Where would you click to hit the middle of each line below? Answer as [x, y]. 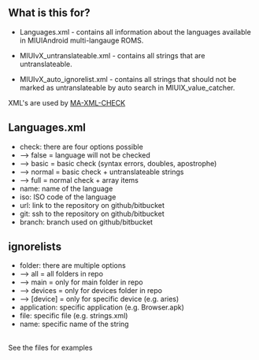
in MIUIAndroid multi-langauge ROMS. [81, 40]
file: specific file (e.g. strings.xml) [74, 316]
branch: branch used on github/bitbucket [86, 222]
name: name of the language [66, 188]
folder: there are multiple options [72, 265]
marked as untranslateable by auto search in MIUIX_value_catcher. [127, 87]
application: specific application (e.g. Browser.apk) [102, 307]
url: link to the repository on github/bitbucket [92, 205]
